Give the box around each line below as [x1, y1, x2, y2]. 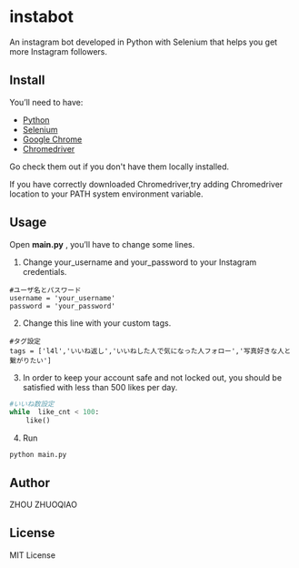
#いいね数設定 [9, 399, 55, 409]
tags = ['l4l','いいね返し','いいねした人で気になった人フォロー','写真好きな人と [9, 346, 292, 356]
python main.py [9, 451, 67, 460]
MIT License [9, 549, 56, 561]
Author [9, 475, 50, 491]
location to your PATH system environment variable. [9, 188, 204, 199]
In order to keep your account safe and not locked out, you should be [22, 371, 283, 383]
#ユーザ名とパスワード [9, 285, 82, 295]
